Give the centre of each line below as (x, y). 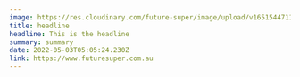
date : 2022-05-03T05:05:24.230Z (69, 50)
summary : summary (42, 42)
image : (21, 17)
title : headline (39, 26)
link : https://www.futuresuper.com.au (81, 58)
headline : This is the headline (69, 34)
